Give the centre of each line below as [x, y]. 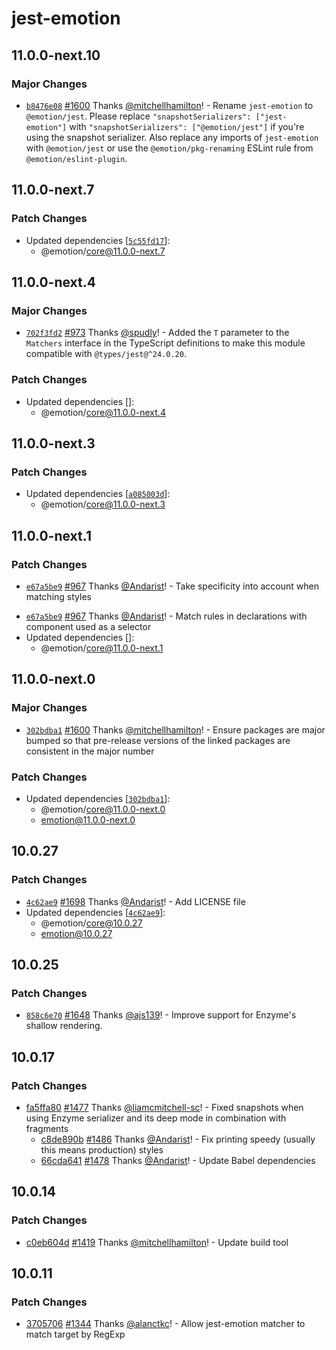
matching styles [58, 596]
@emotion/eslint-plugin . [76, 158]
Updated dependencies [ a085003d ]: [98, 494]
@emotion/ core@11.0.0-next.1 [102, 648]
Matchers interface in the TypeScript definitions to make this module [165, 343]
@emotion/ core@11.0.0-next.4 [103, 412]
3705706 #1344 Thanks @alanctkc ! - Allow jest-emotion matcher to [165, 1324]
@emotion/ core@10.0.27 [91, 923]
